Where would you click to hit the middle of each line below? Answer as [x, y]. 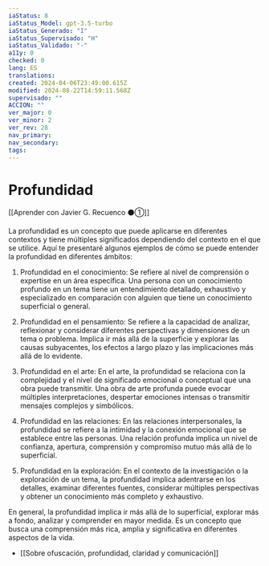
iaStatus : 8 [28, 16]
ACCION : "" [26, 105]
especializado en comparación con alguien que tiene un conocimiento [136, 298]
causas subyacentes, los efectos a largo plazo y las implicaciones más [137, 348]
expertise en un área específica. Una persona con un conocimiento [131, 281]
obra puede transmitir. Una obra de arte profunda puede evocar [125, 389]
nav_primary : [30, 135]
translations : [32, 75]
